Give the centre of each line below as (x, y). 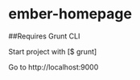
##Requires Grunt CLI (44, 36)
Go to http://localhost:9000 (54, 67)
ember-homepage (70, 14)
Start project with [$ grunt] (53, 51)
